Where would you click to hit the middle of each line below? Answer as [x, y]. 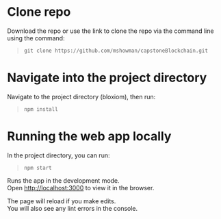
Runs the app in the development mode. [63, 180]
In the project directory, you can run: [58, 155]
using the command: [36, 38]
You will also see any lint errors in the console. [73, 208]
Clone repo [39, 12]
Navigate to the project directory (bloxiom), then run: [81, 96]
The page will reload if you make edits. [62, 201]
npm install [41, 109]
